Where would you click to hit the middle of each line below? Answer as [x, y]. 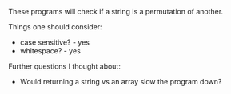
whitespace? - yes [50, 51]
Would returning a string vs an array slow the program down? [121, 82]
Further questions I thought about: [65, 66]
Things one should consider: [55, 27]
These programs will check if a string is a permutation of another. [116, 12]
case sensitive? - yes [55, 42]
